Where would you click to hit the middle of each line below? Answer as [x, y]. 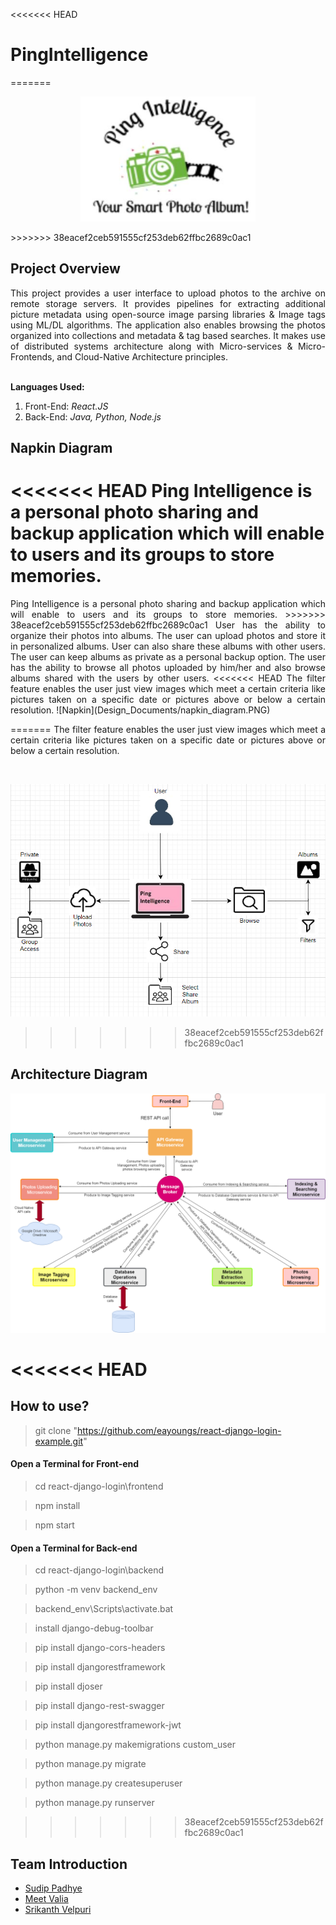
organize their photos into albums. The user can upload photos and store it [168, 636]
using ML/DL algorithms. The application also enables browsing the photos [168, 325]
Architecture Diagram [79, 1074]
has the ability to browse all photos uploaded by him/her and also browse [168, 668]
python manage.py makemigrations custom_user [135, 1745]
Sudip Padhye [53, 1888]
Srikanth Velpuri [58, 1910]
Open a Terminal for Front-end [75, 1464]
